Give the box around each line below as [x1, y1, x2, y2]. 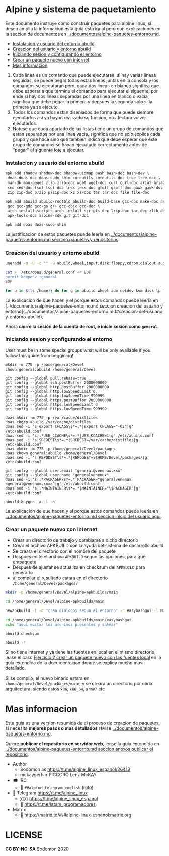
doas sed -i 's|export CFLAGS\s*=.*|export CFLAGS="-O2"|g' [5, 424, 134, 429]
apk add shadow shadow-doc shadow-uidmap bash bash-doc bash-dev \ [5, 171, 150, 176]
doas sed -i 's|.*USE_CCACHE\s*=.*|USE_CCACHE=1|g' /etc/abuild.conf [5, 433, 154, 438]
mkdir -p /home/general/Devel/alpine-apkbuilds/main [5, 590, 118, 595]
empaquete [12, 559, 37, 565]
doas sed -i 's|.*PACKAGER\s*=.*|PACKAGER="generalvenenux [5, 477, 132, 482]
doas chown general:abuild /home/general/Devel [5, 450, 107, 456]
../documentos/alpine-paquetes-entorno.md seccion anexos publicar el [5, 746, 153, 752]
